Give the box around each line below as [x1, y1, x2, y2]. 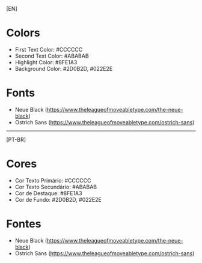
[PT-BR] [6, 136, 26, 143]
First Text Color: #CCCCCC [14, 46, 83, 53]
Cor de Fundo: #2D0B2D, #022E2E [14, 196, 102, 203]
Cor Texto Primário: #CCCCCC [14, 177, 91, 184]
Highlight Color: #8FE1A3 [14, 58, 78, 65]
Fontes [6, 217, 41, 231]
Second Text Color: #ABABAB [14, 52, 89, 59]
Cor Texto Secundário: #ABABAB [14, 183, 97, 190]
